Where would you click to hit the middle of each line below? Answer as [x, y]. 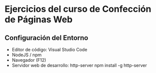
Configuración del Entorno [46, 38]
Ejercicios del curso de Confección [78, 9]
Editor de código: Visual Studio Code [49, 50]
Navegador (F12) [29, 60]
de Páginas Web [39, 19]
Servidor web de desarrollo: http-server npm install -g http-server [79, 65]
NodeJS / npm [27, 55]
